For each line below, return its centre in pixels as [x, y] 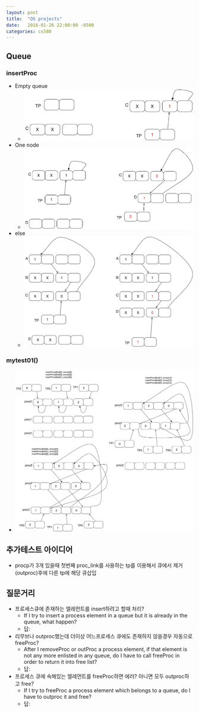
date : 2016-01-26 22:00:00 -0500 [50, 25]
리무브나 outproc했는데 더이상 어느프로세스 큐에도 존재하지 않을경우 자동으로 [104, 636]
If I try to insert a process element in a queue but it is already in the [105, 615]
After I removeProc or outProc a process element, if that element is [105, 649]
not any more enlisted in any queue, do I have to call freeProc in [102, 655]
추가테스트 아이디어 [40, 550]
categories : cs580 [29, 31]
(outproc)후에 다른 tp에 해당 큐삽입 [56, 572]
